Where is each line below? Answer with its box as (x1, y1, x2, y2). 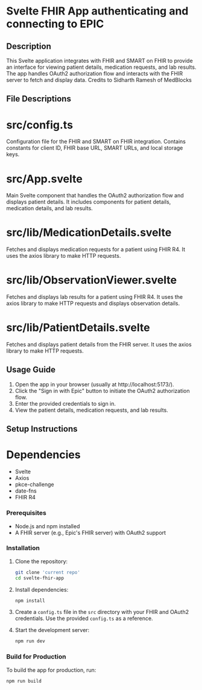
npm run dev (14, 638, 45, 644)
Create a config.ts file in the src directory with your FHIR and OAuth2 (14, 609, 189, 616)
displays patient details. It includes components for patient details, (6, 198, 171, 206)
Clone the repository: (14, 557, 68, 565)
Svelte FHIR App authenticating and (6, 4, 189, 18)
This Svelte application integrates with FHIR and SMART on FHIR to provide (6, 57, 193, 64)
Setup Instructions (6, 424, 78, 434)
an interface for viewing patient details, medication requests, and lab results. (6, 63, 197, 71)
